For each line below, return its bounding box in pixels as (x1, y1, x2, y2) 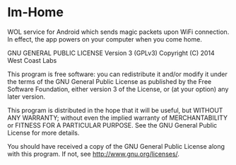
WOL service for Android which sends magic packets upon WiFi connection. (7, 28, 230, 36)
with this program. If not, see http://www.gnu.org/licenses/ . (7, 149, 180, 158)
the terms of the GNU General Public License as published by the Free (7, 77, 212, 85)
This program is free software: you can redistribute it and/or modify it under (7, 70, 228, 78)
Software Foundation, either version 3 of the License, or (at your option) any (7, 85, 229, 93)
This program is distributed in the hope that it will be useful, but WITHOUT (7, 106, 223, 114)
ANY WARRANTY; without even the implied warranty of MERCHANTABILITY (7, 114, 228, 122)
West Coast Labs (7, 56, 57, 64)
